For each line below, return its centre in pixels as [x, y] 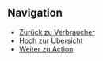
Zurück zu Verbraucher [57, 32]
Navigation [35, 13]
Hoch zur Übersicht [51, 40]
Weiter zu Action [46, 49]
